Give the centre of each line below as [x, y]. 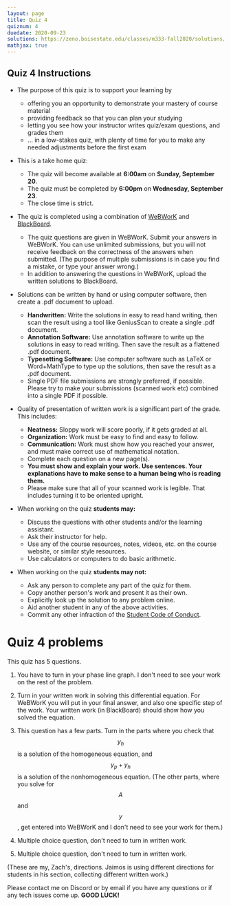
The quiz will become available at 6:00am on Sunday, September [121, 173]
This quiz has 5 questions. [44, 661]
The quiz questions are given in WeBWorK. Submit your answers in [122, 237]
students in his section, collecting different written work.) [88, 874]
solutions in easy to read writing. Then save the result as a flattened [123, 344]
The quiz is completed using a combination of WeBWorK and [103, 216]
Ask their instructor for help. [67, 536]
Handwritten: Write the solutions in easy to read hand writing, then [122, 315]
